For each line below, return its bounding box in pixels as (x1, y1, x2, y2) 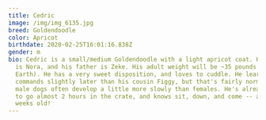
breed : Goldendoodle (8, 26, 77, 34)
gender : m (8, 48, 41, 56)
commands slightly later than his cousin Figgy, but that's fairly (15, 77, 243, 85)
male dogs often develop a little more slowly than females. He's (15, 84, 239, 93)
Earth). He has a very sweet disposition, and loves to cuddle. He (15, 70, 243, 78)
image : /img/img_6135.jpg (8, 19, 93, 27)
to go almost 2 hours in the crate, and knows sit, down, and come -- (15, 92, 253, 100)
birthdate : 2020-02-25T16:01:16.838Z (8, 41, 133, 49)
